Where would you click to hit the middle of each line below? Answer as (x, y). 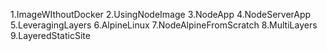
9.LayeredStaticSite (50, 35)
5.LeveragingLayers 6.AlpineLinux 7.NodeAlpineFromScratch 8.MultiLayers (164, 25)
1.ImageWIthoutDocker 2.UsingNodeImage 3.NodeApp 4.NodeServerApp (161, 14)
